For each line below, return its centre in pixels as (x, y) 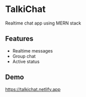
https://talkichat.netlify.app (33, 89)
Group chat (24, 56)
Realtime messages (32, 50)
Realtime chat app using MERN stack (43, 23)
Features (19, 39)
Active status (26, 61)
